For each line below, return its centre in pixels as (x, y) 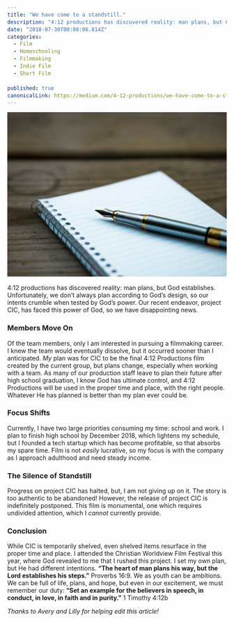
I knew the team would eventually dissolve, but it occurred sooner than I (110, 351)
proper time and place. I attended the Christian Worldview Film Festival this (115, 554)
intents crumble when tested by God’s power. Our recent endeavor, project (114, 303)
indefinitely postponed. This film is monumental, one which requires (104, 506)
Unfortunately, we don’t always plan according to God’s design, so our (108, 295)
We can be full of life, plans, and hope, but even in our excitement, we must (115, 583)
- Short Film (32, 73)
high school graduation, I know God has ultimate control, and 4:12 (101, 380)
